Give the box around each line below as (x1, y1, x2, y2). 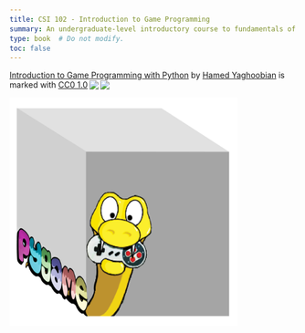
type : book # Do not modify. (9, 34, 125, 43)
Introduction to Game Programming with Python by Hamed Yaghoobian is (9, 69, 285, 81)
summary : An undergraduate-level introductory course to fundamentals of (9, 24, 297, 34)
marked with (9, 79, 57, 90)
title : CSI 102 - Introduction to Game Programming (9, 15, 210, 24)
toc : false (9, 44, 51, 53)
